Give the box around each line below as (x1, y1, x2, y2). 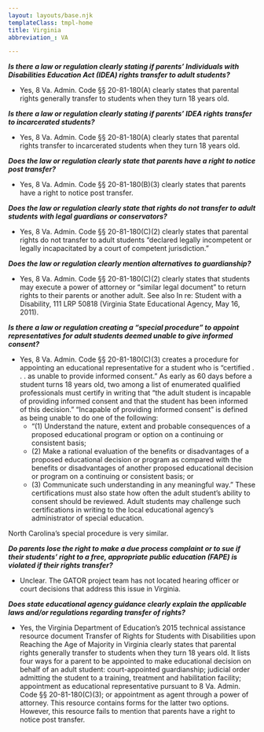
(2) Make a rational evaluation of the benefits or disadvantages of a (31, 447, 250, 456)
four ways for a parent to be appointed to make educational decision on (19, 657, 251, 666)
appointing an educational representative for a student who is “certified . (19, 363, 255, 373)
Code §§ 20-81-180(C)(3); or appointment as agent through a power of (19, 690, 249, 700)
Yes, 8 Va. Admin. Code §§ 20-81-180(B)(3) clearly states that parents (19, 180, 246, 189)
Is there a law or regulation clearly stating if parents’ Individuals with (8, 62, 240, 72)
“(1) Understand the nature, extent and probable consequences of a (31, 421, 251, 431)
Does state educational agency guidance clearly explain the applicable (8, 599, 247, 609)
